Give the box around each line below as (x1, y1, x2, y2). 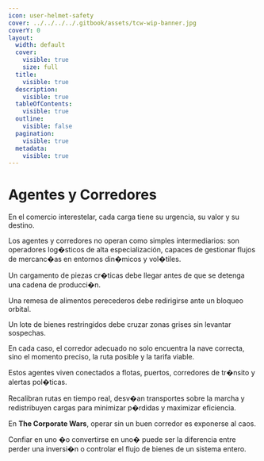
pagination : (15, 129, 55, 137)
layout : (8, 33, 34, 42)
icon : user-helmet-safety (8, 11, 94, 20)
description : (15, 85, 59, 94)
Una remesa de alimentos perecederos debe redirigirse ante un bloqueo (8, 296, 244, 305)
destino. (8, 221, 35, 230)
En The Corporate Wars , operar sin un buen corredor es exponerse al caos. (8, 419, 256, 428)
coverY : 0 (8, 26, 41, 34)
